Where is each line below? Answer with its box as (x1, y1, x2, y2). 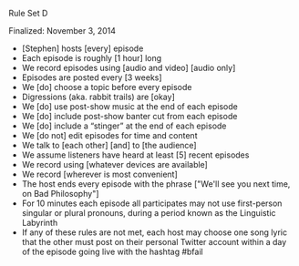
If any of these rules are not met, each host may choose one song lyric (21, 227, 288, 238)
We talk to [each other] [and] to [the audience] (21, 140, 197, 150)
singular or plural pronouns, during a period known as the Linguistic (21, 208, 276, 218)
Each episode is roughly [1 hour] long (21, 53, 162, 63)
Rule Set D (8, 8, 48, 18)
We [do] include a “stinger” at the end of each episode (21, 120, 227, 131)
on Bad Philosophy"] (21, 189, 99, 199)
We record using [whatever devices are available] (21, 159, 209, 169)
